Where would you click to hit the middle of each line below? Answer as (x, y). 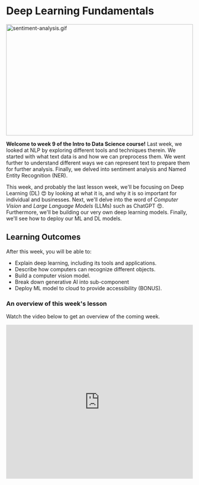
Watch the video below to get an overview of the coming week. (83, 316)
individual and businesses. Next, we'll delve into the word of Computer (92, 199)
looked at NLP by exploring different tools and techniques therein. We (91, 150)
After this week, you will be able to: (49, 251)
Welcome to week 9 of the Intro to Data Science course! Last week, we (94, 144)
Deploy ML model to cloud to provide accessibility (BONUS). (88, 288)
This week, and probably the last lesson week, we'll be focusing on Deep (95, 187)
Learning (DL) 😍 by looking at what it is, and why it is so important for (92, 193)
